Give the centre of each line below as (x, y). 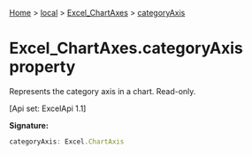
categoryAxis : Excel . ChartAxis (67, 141)
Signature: (29, 125)
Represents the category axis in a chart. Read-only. (103, 91)
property (42, 67)
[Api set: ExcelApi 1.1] (48, 108)
